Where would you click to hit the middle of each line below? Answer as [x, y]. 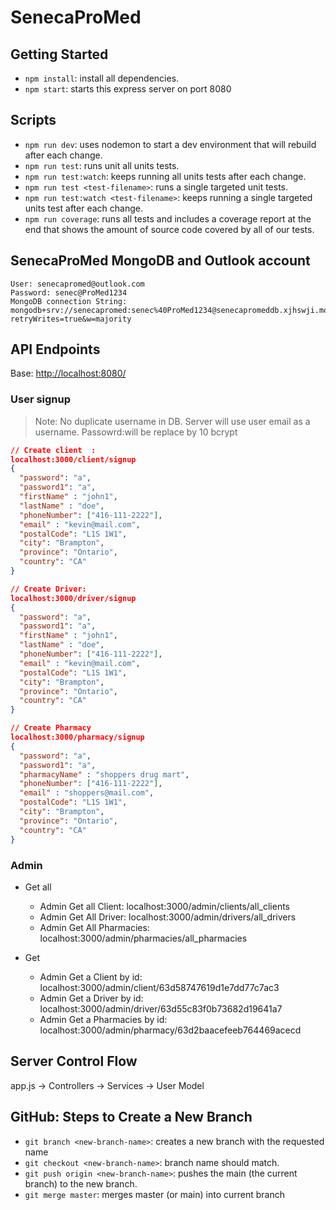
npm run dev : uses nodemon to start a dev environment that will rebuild [170, 144]
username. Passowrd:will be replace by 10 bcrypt [136, 432]
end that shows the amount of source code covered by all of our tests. [169, 229]
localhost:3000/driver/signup [73, 598]
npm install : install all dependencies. [102, 78]
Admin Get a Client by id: [91, 977]
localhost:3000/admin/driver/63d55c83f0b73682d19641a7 [161, 1008]
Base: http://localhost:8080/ [68, 373]
